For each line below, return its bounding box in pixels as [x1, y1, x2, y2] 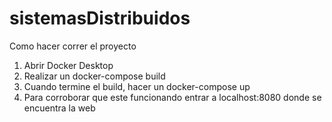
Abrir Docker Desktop [23, 59, 114, 71]
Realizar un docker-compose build [23, 70, 166, 82]
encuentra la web [23, 102, 96, 114]
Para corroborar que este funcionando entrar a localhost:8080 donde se [23, 91, 322, 103]
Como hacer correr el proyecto [9, 40, 137, 52]
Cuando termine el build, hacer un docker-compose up [23, 80, 251, 92]
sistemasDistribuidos [9, 7, 191, 30]
